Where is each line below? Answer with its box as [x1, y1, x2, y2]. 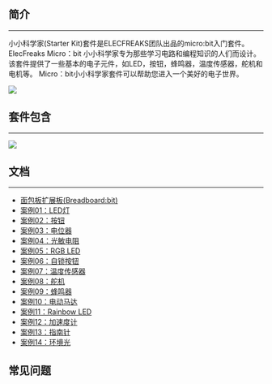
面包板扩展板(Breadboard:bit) [19, 196, 119, 205]
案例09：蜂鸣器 [19, 287, 73, 296]
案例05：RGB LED [19, 246, 81, 256]
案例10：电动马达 [19, 297, 79, 307]
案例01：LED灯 [19, 205, 70, 215]
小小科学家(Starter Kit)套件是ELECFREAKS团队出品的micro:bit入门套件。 [8, 38, 249, 48]
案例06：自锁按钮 [19, 257, 79, 266]
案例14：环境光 [19, 338, 71, 347]
